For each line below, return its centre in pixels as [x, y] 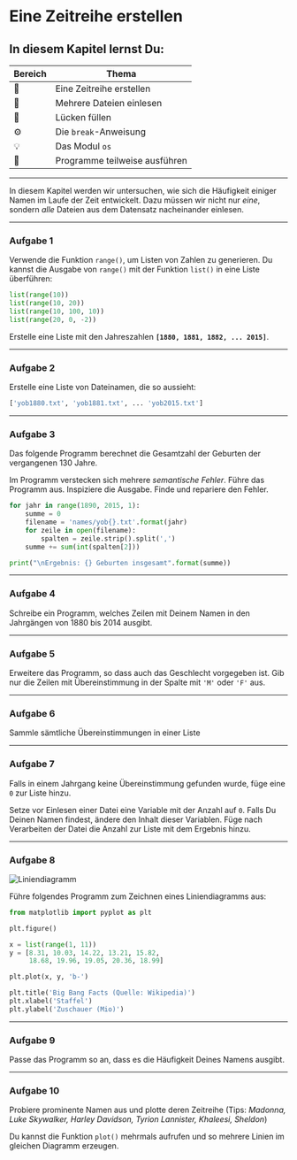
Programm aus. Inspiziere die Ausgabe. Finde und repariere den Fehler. [139, 489]
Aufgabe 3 [32, 434]
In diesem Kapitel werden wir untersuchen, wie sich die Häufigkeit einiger [143, 191]
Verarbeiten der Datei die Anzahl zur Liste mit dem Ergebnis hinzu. [130, 828]
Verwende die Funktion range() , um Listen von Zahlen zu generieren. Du [141, 260]
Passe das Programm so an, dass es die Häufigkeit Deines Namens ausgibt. [147, 1060]
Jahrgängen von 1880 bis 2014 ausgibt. [81, 622]
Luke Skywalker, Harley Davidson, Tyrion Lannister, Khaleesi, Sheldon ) [138, 1119]
